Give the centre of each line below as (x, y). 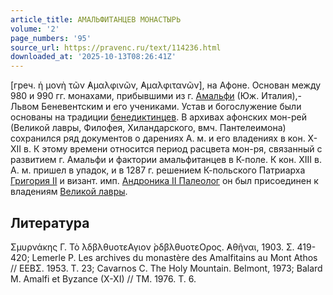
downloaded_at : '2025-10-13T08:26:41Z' (93, 57)
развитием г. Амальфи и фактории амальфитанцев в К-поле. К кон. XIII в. (166, 160)
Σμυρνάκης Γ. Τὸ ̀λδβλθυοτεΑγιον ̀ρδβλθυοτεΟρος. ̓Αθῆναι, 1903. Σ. (152, 247)
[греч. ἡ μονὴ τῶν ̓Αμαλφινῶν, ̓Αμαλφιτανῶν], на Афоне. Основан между (166, 85)
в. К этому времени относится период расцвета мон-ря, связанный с (173, 149)
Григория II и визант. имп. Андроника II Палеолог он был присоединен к (164, 181)
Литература (50, 222)
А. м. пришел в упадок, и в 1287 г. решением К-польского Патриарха (158, 170)
